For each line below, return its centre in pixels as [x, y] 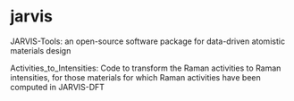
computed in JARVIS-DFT [58, 87]
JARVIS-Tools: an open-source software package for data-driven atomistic [147, 41]
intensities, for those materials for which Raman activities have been [136, 77]
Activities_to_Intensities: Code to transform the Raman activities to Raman [146, 68]
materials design [41, 50]
